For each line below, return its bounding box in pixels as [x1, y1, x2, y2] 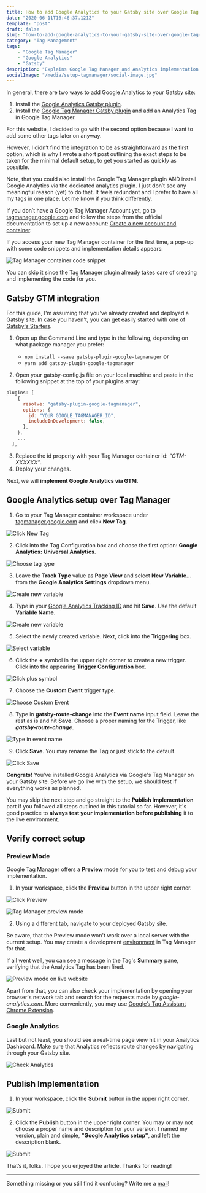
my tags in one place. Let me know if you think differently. [6, 195, 153, 203]
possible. [6, 163, 29, 171]
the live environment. [6, 815, 59, 823]
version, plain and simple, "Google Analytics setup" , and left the [15, 1132, 180, 1140]
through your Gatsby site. [6, 1049, 71, 1057]
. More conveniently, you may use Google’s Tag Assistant [42, 1000, 186, 1007]
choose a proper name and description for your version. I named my [15, 1125, 188, 1133]
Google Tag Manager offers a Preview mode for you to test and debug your [6, 866, 197, 873]
